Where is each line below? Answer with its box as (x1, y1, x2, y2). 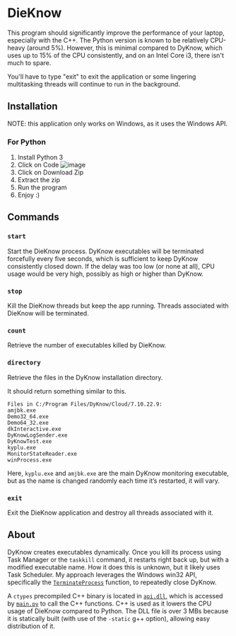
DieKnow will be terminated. (7, 309, 90, 318)
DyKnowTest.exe (7, 437, 52, 445)
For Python (7, 137, 46, 147)
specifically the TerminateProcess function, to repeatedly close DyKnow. (7, 578, 217, 586)
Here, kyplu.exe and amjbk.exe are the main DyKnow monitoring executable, (7, 469, 230, 477)
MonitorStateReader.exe (7, 450, 78, 457)
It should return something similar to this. (7, 386, 127, 395)
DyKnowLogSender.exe (7, 431, 69, 439)
